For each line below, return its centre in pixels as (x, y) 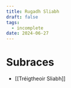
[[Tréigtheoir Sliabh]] (40, 79)
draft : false (22, 17)
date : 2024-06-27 (28, 33)
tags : (13, 22)
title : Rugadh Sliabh (33, 11)
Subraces (30, 62)
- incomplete (28, 28)
